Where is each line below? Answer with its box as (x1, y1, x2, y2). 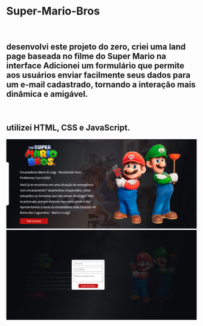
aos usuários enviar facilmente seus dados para (6, 70, 191, 80)
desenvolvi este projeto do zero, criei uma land (6, 42, 186, 52)
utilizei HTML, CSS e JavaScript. (6, 123, 130, 133)
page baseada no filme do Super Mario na (6, 51, 166, 62)
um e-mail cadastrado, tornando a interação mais (6, 80, 196, 90)
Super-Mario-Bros (6, 4, 100, 18)
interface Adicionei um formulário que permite (6, 60, 185, 71)
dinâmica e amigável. (6, 89, 88, 99)
